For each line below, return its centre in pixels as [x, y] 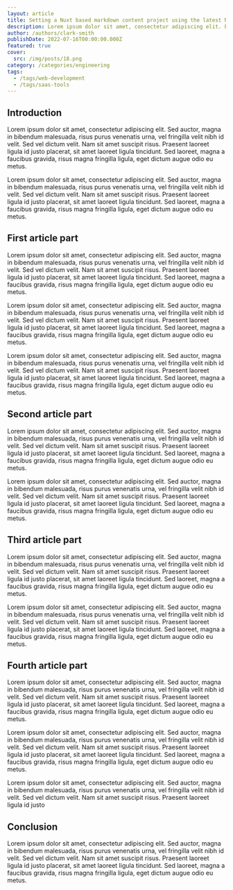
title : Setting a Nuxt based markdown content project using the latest [114, 20]
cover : [17, 53]
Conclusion [33, 827]
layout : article [31, 14]
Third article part [44, 540]
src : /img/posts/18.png [48, 59]
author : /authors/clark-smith [51, 33]
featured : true [29, 46]
